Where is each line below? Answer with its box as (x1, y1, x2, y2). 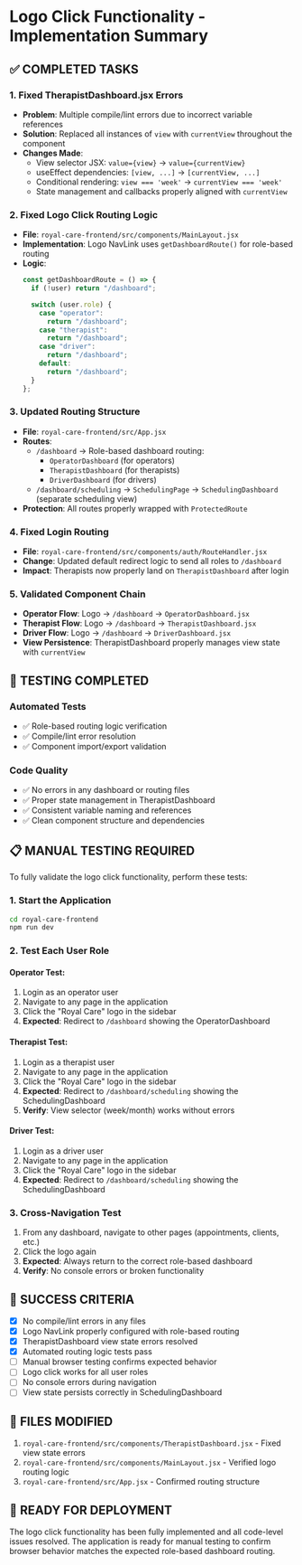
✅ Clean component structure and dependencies (22, 815, 206, 826)
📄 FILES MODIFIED (9, 1413, 114, 1429)
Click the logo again (22, 1246, 97, 1258)
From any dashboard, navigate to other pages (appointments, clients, (22, 1227, 279, 1238)
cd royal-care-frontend (9, 915, 99, 924)
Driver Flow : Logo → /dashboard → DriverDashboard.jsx (22, 627, 232, 638)
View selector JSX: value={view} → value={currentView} (35, 156, 246, 168)
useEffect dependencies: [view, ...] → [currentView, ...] (35, 166, 261, 177)
